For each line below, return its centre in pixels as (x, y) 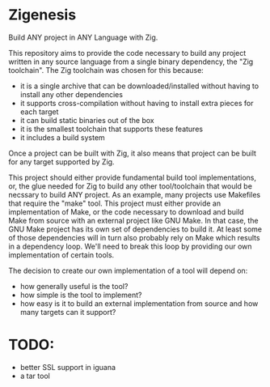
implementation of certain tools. (61, 255)
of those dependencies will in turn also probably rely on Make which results (134, 237)
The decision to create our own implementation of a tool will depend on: (128, 270)
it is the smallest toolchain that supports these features (112, 129)
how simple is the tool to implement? (81, 295)
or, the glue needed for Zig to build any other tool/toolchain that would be (131, 186)
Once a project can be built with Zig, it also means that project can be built (133, 153)
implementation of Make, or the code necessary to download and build (126, 211)
